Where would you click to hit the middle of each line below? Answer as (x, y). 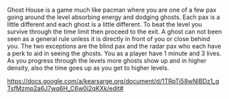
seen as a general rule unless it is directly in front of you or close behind (109, 39)
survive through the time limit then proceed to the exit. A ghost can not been (114, 31)
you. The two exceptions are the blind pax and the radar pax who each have (114, 46)
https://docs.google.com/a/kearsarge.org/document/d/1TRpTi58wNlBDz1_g (113, 81)
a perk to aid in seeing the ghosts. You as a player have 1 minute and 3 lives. (114, 53)
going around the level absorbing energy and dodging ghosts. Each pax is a (113, 17)
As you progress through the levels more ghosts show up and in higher (107, 60)
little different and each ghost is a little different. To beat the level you (105, 24)
